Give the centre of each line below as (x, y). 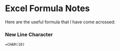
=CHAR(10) (15, 45)
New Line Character (29, 34)
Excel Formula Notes (47, 8)
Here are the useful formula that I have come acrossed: (60, 22)
